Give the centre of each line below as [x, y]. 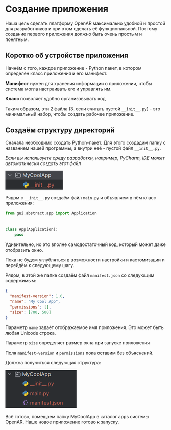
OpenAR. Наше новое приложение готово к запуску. [62, 422]
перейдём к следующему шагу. [40, 265]
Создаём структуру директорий [60, 130]
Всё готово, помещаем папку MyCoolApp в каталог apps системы [77, 417]
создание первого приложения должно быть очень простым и [74, 34]
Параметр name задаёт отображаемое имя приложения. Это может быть [84, 327]
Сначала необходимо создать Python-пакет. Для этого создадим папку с [86, 142]
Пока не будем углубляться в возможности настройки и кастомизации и [85, 260]
